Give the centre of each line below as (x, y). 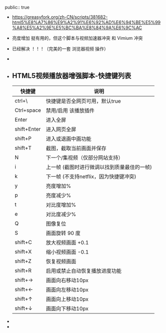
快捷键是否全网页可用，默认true (84, 101)
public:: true (17, 7)
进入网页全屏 (61, 129)
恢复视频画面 (61, 261)
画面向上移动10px (67, 299)
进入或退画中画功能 (69, 139)
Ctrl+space (28, 110)
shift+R (23, 270)
